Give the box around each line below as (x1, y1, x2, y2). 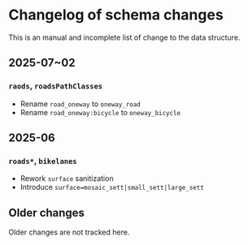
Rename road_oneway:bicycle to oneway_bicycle (20, 107, 181, 117)
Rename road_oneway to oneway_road (20, 99, 141, 109)
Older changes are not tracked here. (8, 227, 130, 237)
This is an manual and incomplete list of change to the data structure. (8, 32, 241, 42)
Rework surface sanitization (20, 174, 114, 183)
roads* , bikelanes (8, 155, 77, 166)
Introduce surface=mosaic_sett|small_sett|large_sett (20, 183, 205, 192)
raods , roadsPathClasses (8, 80, 103, 92)
